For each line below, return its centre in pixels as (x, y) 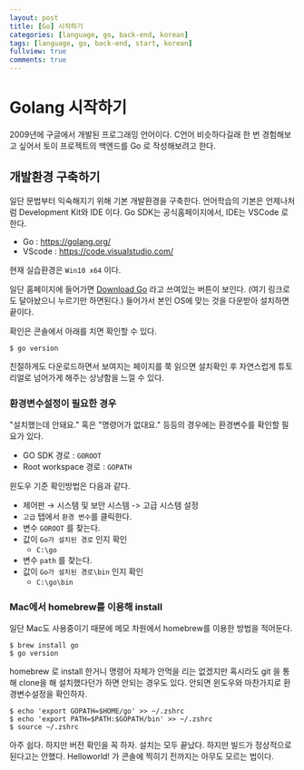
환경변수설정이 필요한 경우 (63, 403)
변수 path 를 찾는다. (57, 560)
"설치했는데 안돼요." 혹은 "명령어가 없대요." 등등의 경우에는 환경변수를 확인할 (144, 425)
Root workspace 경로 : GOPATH (77, 467)
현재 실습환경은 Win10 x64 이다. (65, 269)
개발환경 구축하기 (55, 177)
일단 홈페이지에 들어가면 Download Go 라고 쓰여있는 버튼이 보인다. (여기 (137, 289)
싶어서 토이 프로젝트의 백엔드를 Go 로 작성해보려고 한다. (117, 145)
